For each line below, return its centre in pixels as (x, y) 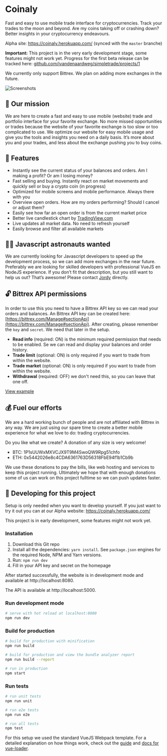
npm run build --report (30, 660)
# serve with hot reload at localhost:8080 (51, 613)
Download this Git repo (36, 544)
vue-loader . (17, 749)
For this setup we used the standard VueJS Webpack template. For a (76, 738)
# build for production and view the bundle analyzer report (70, 655)
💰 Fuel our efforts (34, 408)
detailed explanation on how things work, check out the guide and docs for (82, 743)
